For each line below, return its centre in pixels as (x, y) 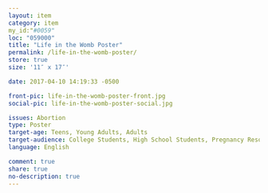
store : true (28, 60)
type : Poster (30, 125)
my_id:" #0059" (32, 30)
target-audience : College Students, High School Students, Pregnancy (126, 140)
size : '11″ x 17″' (39, 68)
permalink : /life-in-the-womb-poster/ (73, 52)
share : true (28, 169)
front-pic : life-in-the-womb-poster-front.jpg (87, 96)
